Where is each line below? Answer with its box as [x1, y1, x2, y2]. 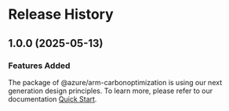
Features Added [8, 60, 71, 71]
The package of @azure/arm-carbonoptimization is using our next [8, 77, 222, 87]
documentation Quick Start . [8, 94, 97, 103]
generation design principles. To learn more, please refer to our [8, 86, 213, 95]
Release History [8, 5, 114, 23]
